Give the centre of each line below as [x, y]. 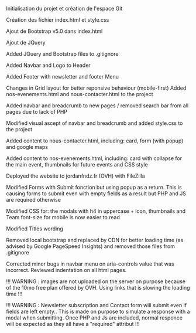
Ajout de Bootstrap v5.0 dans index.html [54, 31]
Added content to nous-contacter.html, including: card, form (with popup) [95, 141]
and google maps [27, 147]
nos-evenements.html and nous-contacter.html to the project [80, 94]
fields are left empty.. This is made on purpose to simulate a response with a [98, 311]
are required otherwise [34, 200]
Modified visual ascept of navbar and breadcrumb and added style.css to [94, 123]
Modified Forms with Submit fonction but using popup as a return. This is [94, 187]
